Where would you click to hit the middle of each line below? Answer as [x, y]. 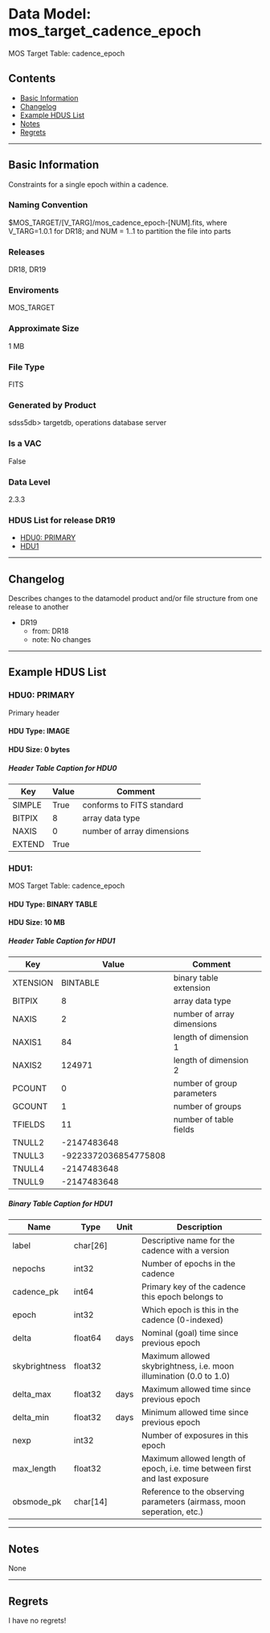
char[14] [91, 1502]
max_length [34, 1469]
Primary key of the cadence [194, 1287]
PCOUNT [30, 1088]
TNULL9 [28, 1182]
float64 [88, 1338]
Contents [32, 78]
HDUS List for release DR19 [62, 520]
